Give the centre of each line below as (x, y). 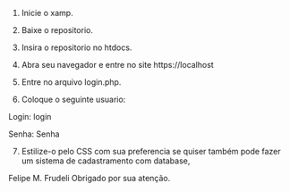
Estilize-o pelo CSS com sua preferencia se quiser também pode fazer (151, 151)
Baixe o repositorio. (57, 30)
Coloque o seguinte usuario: (73, 99)
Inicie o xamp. (47, 13)
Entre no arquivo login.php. (71, 82)
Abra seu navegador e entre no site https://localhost (117, 65)
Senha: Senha (34, 134)
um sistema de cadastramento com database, (106, 161)
